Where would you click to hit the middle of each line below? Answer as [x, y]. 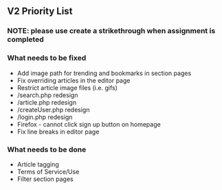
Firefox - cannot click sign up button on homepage [89, 124]
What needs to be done [47, 149]
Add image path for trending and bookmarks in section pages [104, 73]
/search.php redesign [47, 95]
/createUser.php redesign [53, 109]
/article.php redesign [47, 102]
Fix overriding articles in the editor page [74, 80]
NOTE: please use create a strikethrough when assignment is [111, 31]
